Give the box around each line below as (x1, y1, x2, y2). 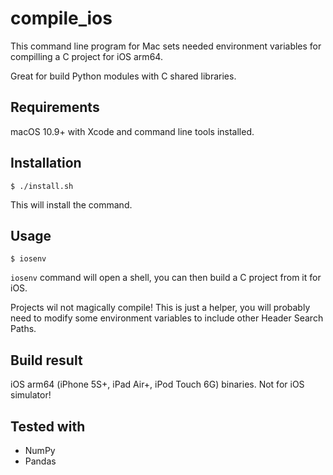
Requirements (10, 99, 100, 116)
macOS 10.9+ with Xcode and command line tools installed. (10, 125, 255, 137)
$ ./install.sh (10, 181, 74, 191)
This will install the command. (10, 198, 133, 211)
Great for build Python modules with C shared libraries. (10, 70, 237, 82)
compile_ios (10, 7, 113, 30)
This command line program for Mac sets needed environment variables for (10, 40, 322, 52)
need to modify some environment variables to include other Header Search (10, 312, 324, 324)
